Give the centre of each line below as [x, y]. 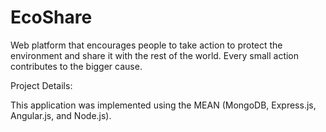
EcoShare [51, 17]
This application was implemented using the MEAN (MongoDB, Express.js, [163, 105]
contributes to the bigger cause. [76, 66]
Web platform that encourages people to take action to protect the [146, 45]
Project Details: [41, 85]
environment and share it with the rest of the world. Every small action [155, 55]
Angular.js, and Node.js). [61, 115]
